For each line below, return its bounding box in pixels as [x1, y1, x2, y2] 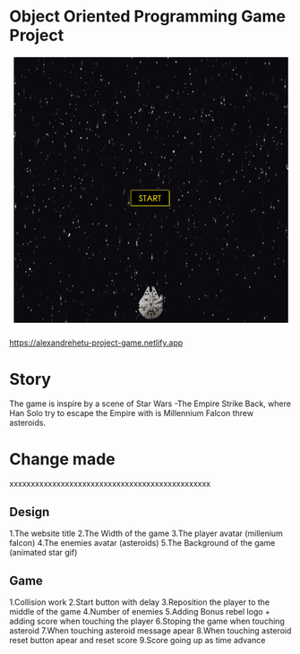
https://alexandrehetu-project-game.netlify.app [9, 337, 184, 348]
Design [9, 504, 50, 520]
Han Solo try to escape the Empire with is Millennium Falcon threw [9, 408, 253, 419]
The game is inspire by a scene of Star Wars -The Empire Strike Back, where [9, 398, 291, 409]
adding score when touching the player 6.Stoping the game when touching [9, 616, 285, 626]
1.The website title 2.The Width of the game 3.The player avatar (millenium [9, 528, 284, 539]
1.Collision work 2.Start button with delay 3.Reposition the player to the [9, 597, 270, 607]
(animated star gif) [9, 548, 78, 558]
